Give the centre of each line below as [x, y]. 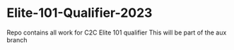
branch [17, 39]
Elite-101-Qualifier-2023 [80, 13]
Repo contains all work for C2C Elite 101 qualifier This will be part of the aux [117, 32]
